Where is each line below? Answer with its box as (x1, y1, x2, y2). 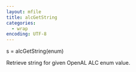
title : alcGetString (6, 14, 58, 20)
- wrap (11, 25, 28, 32)
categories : (6, 20, 36, 26)
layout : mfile (6, 8, 42, 15)
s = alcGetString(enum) (6, 47, 64, 55)
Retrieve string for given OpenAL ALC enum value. (6, 59, 131, 67)
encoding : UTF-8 (6, 31, 47, 37)
